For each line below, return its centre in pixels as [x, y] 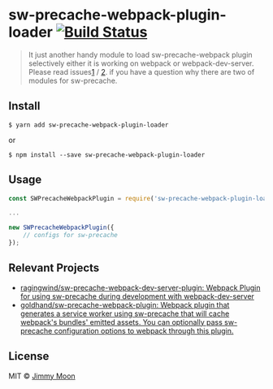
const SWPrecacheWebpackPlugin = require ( [81, 198]
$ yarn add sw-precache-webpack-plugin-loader [89, 125]
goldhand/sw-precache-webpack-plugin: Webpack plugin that [125, 305]
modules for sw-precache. [73, 80]
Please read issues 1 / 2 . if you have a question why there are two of [141, 71]
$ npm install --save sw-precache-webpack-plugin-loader [107, 155]
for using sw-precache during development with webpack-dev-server [137, 296]
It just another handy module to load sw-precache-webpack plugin [141, 54]
